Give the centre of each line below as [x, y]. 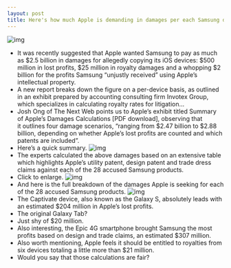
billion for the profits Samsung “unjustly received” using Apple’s [107, 75]
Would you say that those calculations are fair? [83, 257]
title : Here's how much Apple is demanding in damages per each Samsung [113, 20]
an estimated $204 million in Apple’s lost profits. [85, 206]
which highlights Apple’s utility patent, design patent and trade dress [114, 162]
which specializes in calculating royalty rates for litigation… [101, 104]
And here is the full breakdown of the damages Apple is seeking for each [120, 184]
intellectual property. [46, 82]
